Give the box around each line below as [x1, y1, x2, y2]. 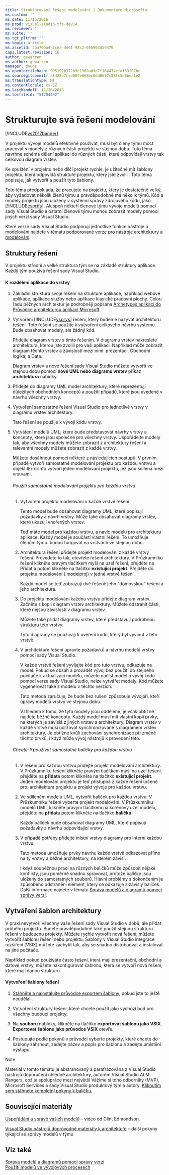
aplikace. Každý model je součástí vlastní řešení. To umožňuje [20, 534, 149, 540]
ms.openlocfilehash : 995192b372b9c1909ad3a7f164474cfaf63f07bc [5, 69, 141, 74]
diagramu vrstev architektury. [12, 409, 74, 415]
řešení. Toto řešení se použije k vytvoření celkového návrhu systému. [12, 322, 156, 328]
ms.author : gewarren [5, 59, 49, 64]
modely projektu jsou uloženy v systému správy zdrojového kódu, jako [5, 198, 151, 204]
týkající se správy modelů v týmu [5, 1131, 74, 1137]
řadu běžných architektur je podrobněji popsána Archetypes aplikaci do [12, 301, 161, 308]
